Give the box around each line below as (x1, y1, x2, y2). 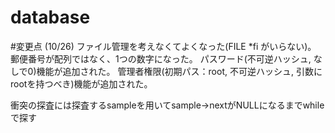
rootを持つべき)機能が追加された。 (10, 77, 153, 90)
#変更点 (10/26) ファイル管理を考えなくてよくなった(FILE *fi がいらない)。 (10, 40, 317, 52)
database (10, 6, 91, 29)
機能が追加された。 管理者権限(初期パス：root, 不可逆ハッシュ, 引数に (36, 65, 323, 77)
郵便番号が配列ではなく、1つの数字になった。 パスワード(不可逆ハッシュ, (10, 52, 312, 65)
